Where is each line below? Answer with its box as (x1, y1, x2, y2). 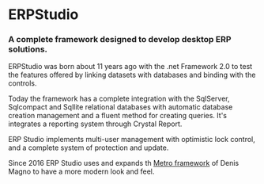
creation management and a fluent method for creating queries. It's (8, 111, 228, 121)
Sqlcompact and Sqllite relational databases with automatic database (8, 102, 233, 112)
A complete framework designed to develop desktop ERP (8, 34, 232, 45)
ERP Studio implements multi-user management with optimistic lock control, (8, 135, 255, 144)
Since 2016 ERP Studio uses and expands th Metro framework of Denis (8, 159, 239, 168)
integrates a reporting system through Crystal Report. (8, 119, 183, 128)
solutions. (8, 44, 48, 55)
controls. (8, 79, 37, 88)
